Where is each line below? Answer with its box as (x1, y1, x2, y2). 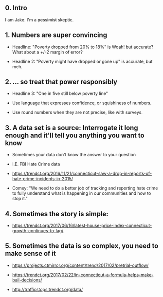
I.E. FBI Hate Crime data (12, 161, 60, 167)
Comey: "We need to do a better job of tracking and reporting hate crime (12, 185, 158, 191)
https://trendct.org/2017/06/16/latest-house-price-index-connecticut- (12, 223, 152, 228)
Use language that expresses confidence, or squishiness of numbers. (12, 100, 152, 106)
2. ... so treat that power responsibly (5, 78, 118, 86)
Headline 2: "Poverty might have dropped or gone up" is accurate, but (12, 58, 153, 64)
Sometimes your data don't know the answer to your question (12, 152, 136, 158)
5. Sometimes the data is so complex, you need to (5, 242, 159, 250)
